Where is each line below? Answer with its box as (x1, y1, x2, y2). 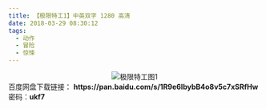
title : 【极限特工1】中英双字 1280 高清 (8, 11, 131, 20)
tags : (8, 26, 26, 34)
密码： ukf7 (8, 92, 46, 101)
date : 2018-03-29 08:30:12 (8, 19, 99, 27)
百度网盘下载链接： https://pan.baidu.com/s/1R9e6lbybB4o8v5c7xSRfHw (8, 82, 259, 91)
